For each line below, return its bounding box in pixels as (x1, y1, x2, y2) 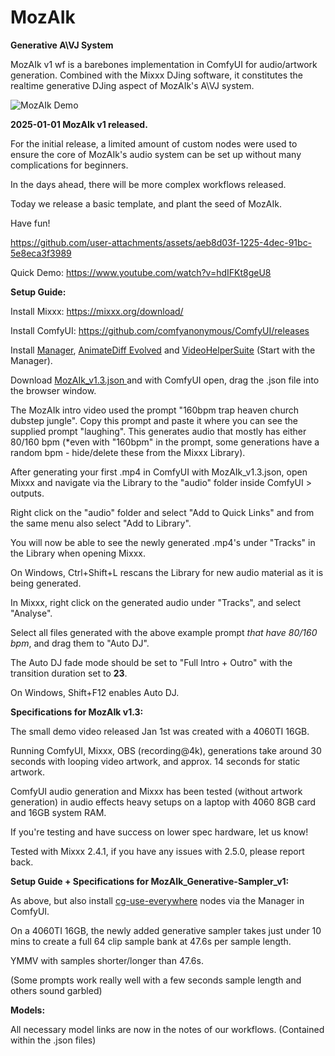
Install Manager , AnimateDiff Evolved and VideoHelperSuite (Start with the (10, 344, 316, 356)
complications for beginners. (10, 159, 129, 171)
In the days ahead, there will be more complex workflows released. (10, 178, 287, 190)
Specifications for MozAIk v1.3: (10, 706, 144, 718)
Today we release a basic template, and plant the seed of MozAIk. (10, 197, 282, 210)
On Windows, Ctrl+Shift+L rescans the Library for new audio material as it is (10, 566, 324, 578)
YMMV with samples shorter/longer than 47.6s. (10, 954, 204, 966)
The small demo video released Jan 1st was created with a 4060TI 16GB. (10, 725, 310, 737)
